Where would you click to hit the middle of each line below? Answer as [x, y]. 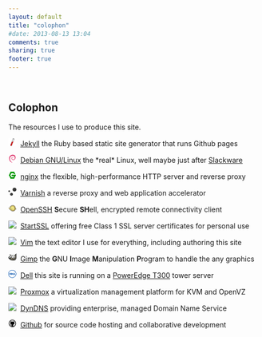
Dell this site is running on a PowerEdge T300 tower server [117, 275]
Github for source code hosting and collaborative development [123, 324]
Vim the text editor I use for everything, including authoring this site [131, 242]
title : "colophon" [39, 25]
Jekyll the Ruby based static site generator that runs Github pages [129, 143]
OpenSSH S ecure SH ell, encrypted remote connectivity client [121, 209]
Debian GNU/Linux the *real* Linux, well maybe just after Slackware [131, 160]
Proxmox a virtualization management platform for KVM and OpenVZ [133, 291]
